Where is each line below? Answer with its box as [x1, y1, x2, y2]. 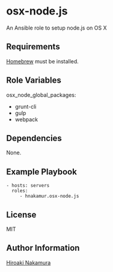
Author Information [6, 243, 80, 253]
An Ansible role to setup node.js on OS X [6, 24, 107, 31]
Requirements [6, 42, 60, 52]
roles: [11, 188, 28, 194]
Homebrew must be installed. [6, 57, 79, 65]
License [6, 209, 37, 220]
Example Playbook [6, 166, 77, 177]
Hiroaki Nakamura [6, 259, 51, 266]
